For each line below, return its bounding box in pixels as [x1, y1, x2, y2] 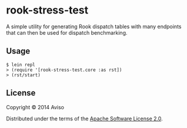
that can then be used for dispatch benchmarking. [6, 29, 128, 36]
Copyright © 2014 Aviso [6, 103, 65, 110]
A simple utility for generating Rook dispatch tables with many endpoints [6, 23, 182, 30]
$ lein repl [6, 62, 35, 68]
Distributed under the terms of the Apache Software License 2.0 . [6, 115, 163, 122]
